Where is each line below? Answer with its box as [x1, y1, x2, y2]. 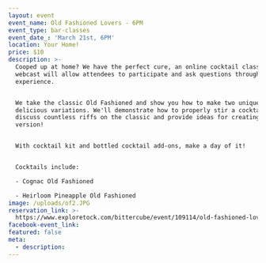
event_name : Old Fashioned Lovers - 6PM [8, 19, 144, 27]
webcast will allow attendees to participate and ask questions [15, 70, 232, 78]
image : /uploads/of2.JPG [8, 199, 90, 207]
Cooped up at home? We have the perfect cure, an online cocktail [15, 63, 239, 71]
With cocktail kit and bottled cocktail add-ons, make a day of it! [15, 142, 246, 150]
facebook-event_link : [8, 221, 80, 229]
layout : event [8, 11, 55, 20]
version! [15, 121, 44, 129]
